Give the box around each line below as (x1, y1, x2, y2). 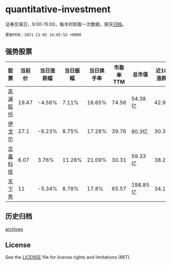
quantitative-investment (5, 4, 111, 15)
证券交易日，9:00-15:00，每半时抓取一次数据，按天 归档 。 (5, 21, 127, 27)
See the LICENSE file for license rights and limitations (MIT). (5, 254, 131, 260)
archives (5, 226, 23, 232)
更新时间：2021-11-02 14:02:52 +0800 (5, 32, 81, 37)
